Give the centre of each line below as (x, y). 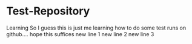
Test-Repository (48, 11)
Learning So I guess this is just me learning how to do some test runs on (96, 28)
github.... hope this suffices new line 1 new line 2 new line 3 (80, 34)
